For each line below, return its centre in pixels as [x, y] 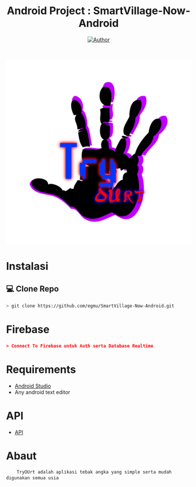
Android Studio [33, 386]
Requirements [41, 369]
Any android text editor [42, 392]
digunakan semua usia [33, 478]
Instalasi [27, 266]
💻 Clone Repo [33, 288]
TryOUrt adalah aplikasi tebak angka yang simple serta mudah [94, 472]
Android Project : [49, 11]
